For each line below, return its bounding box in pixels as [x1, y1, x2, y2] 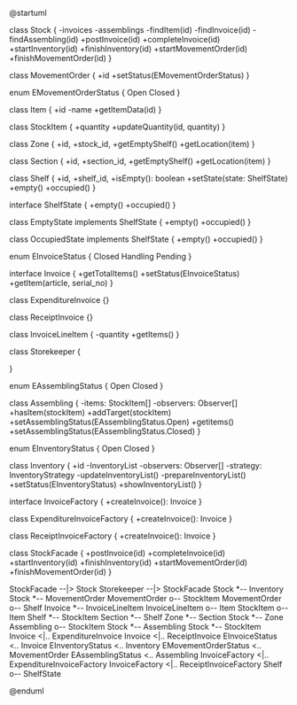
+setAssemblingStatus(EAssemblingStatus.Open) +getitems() [9, 416, 235, 427]
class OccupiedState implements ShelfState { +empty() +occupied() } [9, 234, 263, 244]
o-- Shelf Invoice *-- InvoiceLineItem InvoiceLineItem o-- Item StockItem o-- [9, 602, 289, 613]
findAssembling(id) [9, 35, 79, 44]
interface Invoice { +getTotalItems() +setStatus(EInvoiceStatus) [9, 268, 240, 278]
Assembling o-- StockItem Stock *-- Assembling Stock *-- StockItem [9, 622, 262, 631]
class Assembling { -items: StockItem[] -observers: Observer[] [9, 398, 238, 408]
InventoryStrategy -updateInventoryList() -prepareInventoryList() [9, 469, 246, 480]
